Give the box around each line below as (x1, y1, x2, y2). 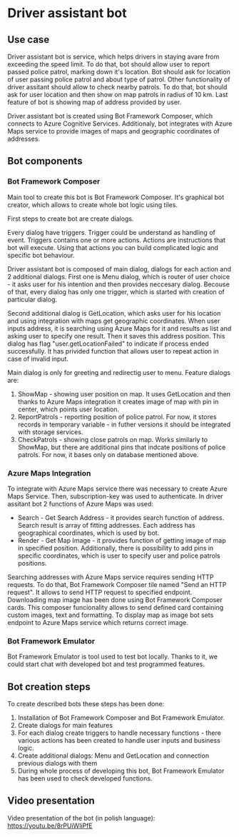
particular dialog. (7, 295, 57, 304)
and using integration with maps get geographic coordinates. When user (7, 316, 220, 325)
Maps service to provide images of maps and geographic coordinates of (7, 127, 220, 135)
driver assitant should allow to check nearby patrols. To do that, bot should (7, 83, 228, 91)
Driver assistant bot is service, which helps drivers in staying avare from (7, 52, 220, 61)
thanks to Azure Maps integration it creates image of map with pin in (17, 397, 219, 406)
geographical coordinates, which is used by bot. (17, 528, 160, 537)
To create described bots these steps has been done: (7, 700, 165, 708)
